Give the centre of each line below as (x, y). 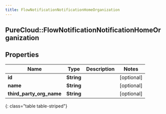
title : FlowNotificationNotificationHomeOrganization (63, 10)
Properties (22, 55)
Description (100, 69)
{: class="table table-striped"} (36, 106)
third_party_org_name (35, 93)
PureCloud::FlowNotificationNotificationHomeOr (83, 30)
